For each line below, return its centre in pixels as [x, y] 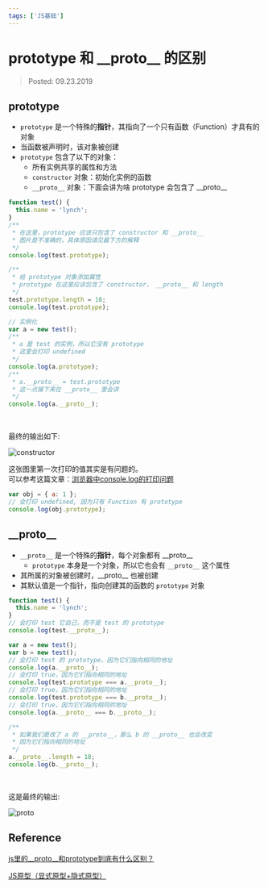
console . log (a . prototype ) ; [54, 367]
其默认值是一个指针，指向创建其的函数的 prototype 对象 [112, 585]
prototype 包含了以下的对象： [69, 157]
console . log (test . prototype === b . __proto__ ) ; [88, 698]
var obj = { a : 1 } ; [43, 494]
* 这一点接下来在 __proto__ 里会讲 [65, 389]
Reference [35, 838]
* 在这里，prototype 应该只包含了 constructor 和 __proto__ [108, 232]
